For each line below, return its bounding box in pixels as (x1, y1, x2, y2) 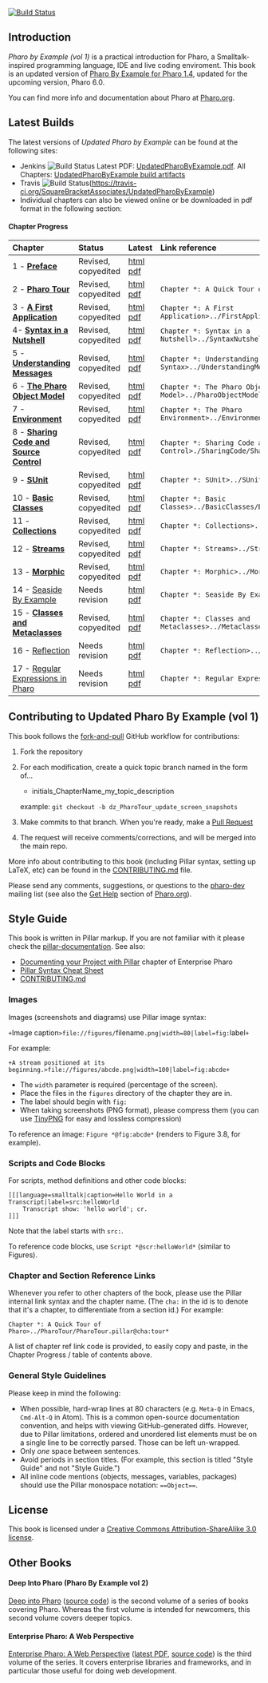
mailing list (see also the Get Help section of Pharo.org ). (8, 889, 192, 899)
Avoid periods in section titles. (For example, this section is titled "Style (19, 1455, 254, 1464)
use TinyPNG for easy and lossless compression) (19, 1113, 182, 1123)
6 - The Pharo (12, 380, 68, 391)
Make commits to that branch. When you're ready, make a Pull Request (19, 817, 254, 827)
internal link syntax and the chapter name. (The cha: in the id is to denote (8, 1296, 249, 1306)
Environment (12, 413, 62, 424)
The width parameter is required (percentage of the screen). (19, 1079, 218, 1090)
